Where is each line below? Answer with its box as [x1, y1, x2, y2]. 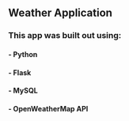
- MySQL [8, 86, 38, 96]
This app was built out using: [8, 30, 122, 41]
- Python [8, 49, 38, 59]
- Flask [8, 67, 32, 78]
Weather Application [8, 6, 113, 20]
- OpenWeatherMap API [8, 104, 89, 113]
